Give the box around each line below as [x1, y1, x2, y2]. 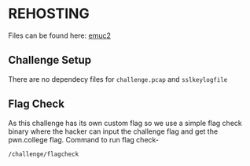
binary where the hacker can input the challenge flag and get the [8, 127, 219, 136]
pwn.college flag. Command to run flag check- [8, 135, 160, 144]
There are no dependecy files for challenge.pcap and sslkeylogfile [8, 74, 228, 83]
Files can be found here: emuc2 [8, 31, 112, 40]
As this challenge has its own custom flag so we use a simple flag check [8, 118, 242, 127]
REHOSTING [8, 5, 90, 23]
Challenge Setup [8, 53, 92, 67]
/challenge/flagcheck [8, 150, 79, 158]
